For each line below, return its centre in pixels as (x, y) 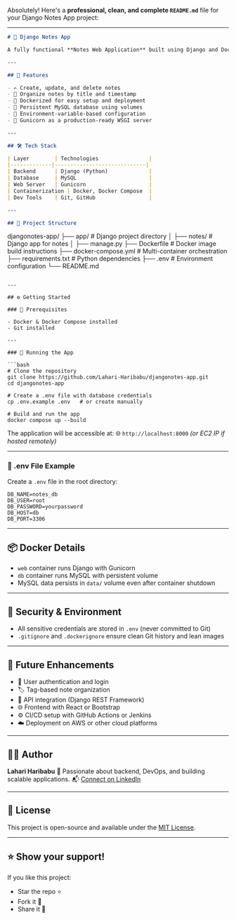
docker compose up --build (47, 421)
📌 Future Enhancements (61, 665)
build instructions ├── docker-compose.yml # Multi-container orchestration (117, 251)
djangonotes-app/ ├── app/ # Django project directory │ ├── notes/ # (110, 236)
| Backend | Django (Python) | (80, 171)
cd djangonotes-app (36, 383)
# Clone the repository (42, 372)
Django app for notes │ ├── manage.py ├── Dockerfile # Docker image (112, 244)
